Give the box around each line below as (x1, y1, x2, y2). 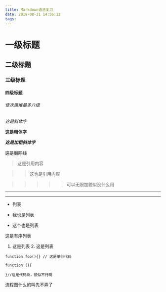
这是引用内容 (17, 160, 43, 166)
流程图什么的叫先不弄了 (5, 282, 53, 288)
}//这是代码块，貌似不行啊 (5, 272, 53, 277)
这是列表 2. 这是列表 (12, 243, 54, 249)
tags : (5, 16, 16, 21)
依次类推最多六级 (5, 102, 40, 108)
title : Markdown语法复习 (5, 7, 53, 12)
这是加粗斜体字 (5, 139, 36, 145)
